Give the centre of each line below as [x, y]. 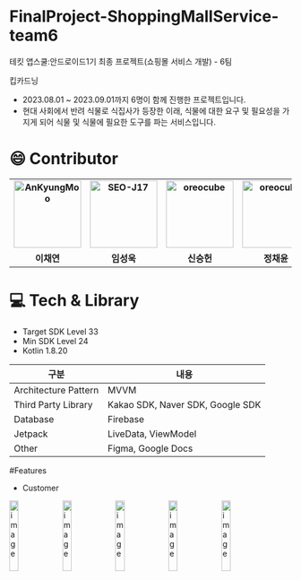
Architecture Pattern [56, 390]
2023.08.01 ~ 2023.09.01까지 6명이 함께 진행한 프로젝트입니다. [134, 100]
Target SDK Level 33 [60, 331]
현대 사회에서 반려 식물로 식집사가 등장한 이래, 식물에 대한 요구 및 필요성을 [151, 110]
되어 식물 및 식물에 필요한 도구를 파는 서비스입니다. [128, 122]
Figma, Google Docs [150, 448]
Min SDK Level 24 [55, 341]
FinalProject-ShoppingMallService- [144, 17]
